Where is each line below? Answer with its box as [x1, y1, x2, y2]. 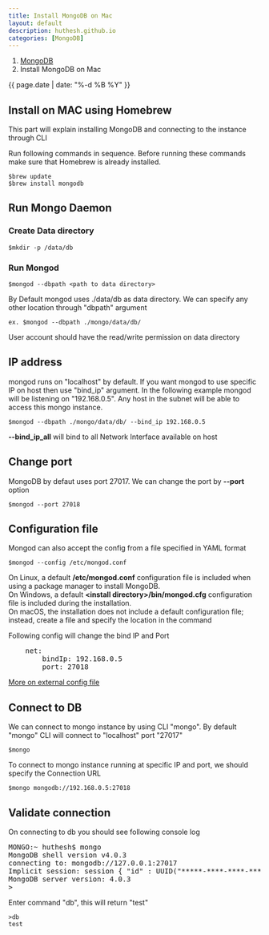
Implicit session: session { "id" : [8, 867, 152, 876]
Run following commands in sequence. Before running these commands [8, 149, 247, 159]
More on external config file [8, 678, 100, 687]
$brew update [8, 173, 52, 181]
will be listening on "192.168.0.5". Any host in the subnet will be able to [8, 393, 240, 403]
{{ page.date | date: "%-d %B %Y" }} [8, 80, 130, 90]
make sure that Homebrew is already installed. [8, 157, 162, 167]
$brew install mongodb [8, 179, 84, 188]
